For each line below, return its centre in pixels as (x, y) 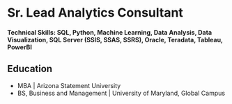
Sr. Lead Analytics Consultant (95, 13)
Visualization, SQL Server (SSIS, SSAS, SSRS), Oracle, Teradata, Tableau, (115, 40)
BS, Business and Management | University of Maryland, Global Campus (121, 93)
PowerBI (20, 47)
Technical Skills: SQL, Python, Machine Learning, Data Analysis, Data (110, 32)
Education (30, 69)
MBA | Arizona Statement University (69, 85)
